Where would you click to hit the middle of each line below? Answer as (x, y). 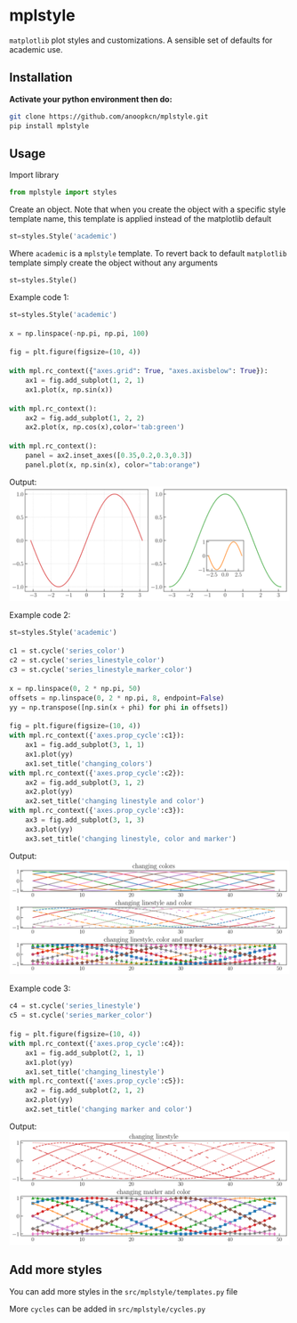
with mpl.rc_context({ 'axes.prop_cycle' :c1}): (97, 735)
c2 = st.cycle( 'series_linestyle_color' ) (87, 661)
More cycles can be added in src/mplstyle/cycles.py (108, 1309)
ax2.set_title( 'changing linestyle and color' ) (115, 801)
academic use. (36, 49)
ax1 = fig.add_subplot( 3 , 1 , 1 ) (85, 745)
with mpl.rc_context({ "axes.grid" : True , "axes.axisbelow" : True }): (139, 371)
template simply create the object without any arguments (113, 263)
